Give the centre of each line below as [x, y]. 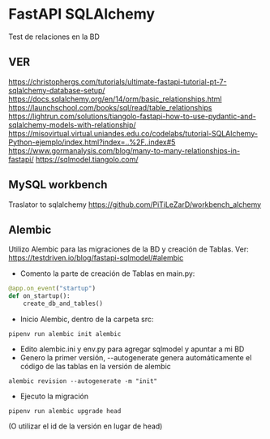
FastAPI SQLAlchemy [82, 14]
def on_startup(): [39, 296]
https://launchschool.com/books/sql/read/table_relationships [110, 107]
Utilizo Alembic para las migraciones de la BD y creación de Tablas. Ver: [129, 249]
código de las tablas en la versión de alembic [96, 366]
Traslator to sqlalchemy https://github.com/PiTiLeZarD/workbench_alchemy [135, 204]
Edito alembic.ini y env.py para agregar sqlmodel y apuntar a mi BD [132, 349]
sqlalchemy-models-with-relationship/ [72, 125]
